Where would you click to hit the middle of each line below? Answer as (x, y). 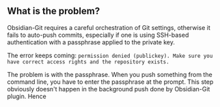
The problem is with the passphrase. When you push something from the (110, 74)
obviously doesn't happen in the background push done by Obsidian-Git (109, 89)
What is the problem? (54, 11)
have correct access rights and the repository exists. (88, 62)
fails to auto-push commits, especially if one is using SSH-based (98, 35)
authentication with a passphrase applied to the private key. (91, 42)
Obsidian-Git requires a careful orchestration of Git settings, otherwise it (109, 27)
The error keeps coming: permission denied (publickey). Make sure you (110, 55)
